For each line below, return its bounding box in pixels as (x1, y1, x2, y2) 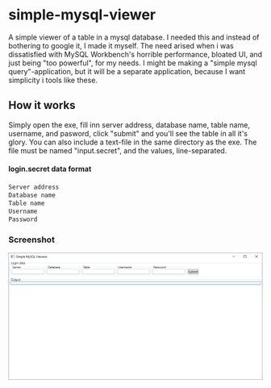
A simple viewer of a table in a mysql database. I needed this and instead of (8, 32, 260, 42)
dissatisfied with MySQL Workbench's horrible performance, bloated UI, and (8, 49, 263, 59)
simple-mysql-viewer (8, 6, 156, 24)
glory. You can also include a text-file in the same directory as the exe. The (8, 137, 257, 147)
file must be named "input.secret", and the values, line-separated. (8, 145, 227, 155)
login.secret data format (8, 164, 92, 174)
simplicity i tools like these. (8, 75, 98, 85)
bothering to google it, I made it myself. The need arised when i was (8, 40, 234, 50)
